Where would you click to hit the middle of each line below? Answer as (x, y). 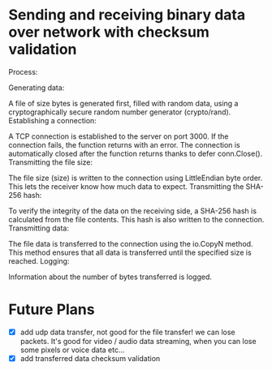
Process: (23, 71)
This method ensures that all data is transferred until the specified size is (130, 252)
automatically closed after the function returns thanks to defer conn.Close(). (136, 153)
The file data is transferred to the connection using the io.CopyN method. (131, 243)
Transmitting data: (39, 228)
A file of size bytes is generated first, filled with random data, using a (123, 103)
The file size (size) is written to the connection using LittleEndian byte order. (136, 178)
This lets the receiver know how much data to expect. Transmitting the (126, 186)
